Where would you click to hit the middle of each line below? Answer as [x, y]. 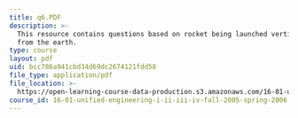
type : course [33, 51]
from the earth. [47, 42]
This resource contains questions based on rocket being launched [142, 34]
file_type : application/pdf [61, 75]
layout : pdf [31, 59]
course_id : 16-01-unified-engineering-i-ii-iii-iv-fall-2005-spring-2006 [149, 100]
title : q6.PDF [35, 17]
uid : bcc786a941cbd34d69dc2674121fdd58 [83, 67]
